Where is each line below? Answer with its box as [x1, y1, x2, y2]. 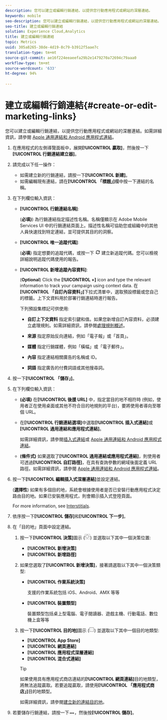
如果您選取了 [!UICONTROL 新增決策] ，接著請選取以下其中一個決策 [19, 562, 157, 568]
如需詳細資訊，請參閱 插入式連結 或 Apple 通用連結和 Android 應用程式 [19, 436, 162, 442]
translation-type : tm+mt [5, 50, 57, 55]
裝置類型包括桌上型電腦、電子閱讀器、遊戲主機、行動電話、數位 [27, 610, 158, 616]
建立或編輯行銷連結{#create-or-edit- [5, 100, 158, 112]
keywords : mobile [5, 13, 41, 18]
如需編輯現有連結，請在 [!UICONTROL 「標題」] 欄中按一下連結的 [19, 178, 150, 184]
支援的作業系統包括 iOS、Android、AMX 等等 [27, 589, 120, 595]
